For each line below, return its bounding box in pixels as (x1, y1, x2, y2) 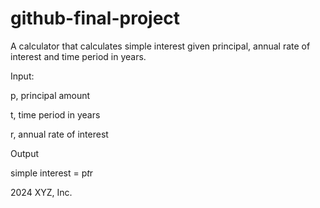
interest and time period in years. (10, 50, 147, 62)
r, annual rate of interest (10, 128, 109, 140)
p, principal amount (10, 89, 91, 101)
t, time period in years (10, 108, 101, 121)
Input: (10, 70, 35, 82)
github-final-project (10, 7, 181, 30)
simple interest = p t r (10, 167, 94, 179)
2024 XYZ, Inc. (10, 186, 73, 198)
